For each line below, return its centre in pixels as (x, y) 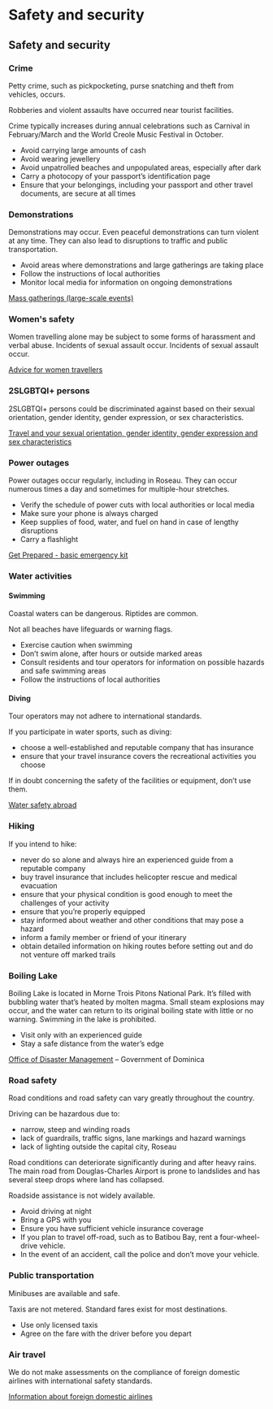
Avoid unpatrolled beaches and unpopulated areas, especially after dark (141, 167)
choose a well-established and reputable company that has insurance (137, 748)
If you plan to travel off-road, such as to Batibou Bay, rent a (119, 1238)
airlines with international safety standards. (80, 1381)
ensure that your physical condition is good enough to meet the (126, 894)
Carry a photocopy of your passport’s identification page (115, 176)
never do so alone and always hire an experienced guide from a (127, 860)
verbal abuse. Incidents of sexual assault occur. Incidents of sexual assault (134, 345)
